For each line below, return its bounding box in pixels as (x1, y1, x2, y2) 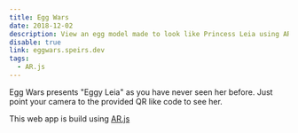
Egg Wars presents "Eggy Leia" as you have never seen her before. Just (9, 86, 273, 98)
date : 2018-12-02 (9, 21, 74, 30)
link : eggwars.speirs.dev (9, 46, 105, 55)
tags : (9, 54, 29, 63)
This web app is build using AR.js (9, 113, 130, 124)
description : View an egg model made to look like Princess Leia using (9, 29, 279, 38)
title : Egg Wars (9, 12, 69, 22)
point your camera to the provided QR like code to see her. (9, 96, 223, 106)
